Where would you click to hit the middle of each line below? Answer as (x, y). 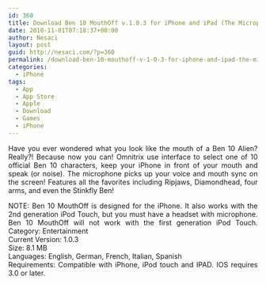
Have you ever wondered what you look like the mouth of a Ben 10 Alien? (133, 148)
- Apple (28, 104)
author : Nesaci (33, 38)
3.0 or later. (27, 273)
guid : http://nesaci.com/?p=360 (61, 52)
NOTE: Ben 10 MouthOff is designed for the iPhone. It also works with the (133, 206)
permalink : (26, 60)
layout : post (30, 45)
